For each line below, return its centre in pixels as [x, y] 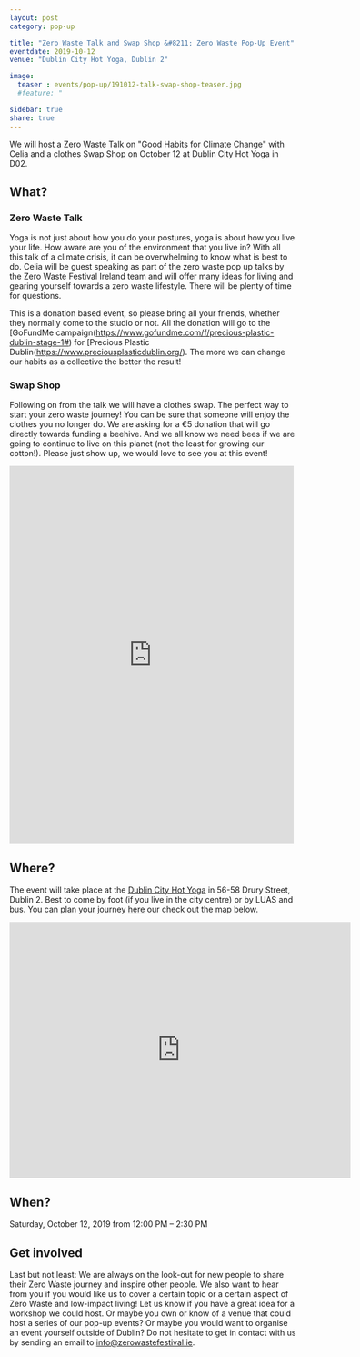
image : [22, 77]
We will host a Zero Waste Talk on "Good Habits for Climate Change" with [147, 144]
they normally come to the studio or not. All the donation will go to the [140, 323]
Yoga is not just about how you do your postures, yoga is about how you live [152, 238]
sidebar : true [36, 109]
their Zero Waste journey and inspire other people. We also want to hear [144, 1284]
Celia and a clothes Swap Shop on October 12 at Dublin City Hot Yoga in [144, 153]
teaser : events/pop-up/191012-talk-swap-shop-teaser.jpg [130, 85]
